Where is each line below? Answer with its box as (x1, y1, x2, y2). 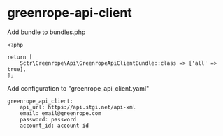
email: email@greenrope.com (20, 109, 101, 116)
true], (7, 66, 27, 73)
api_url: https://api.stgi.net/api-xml (20, 103, 136, 111)
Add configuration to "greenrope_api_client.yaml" (7, 84, 150, 92)
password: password (20, 116, 77, 123)
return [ (7, 54, 33, 61)
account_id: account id (20, 122, 89, 129)
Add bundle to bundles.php (7, 28, 86, 36)
